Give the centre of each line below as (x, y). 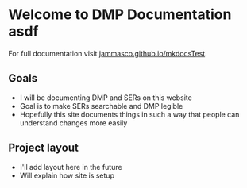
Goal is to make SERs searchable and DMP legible (101, 106)
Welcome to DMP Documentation (120, 15)
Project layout (44, 148)
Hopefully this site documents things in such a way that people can (129, 114)
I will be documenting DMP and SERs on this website (106, 98)
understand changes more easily (73, 123)
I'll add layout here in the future (71, 167)
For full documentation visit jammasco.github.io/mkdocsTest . (108, 53)
